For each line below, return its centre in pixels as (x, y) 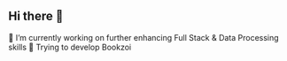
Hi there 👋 (36, 16)
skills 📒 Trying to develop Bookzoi (70, 47)
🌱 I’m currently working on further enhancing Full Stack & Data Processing (144, 37)
